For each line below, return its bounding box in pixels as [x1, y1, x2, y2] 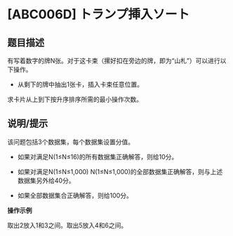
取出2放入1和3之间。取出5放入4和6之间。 [7, 221, 128, 229]
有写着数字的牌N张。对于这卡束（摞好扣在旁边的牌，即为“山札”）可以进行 [7, 57, 220, 65]
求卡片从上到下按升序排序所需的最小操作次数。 [7, 96, 142, 103]
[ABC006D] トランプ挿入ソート [7, 6, 190, 22]
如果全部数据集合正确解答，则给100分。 [17, 191, 133, 199]
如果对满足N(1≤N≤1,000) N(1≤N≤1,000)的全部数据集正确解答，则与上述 [17, 167, 223, 176]
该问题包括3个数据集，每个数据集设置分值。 [7, 138, 135, 146]
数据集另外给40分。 [17, 176, 75, 185]
